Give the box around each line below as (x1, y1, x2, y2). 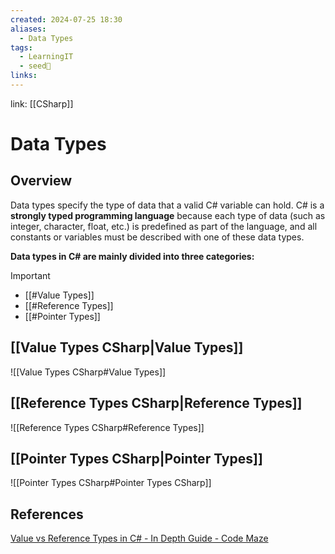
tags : (10, 42, 33, 53)
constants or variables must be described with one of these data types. (10, 231, 305, 243)
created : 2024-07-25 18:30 (10, 14, 123, 25)
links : (10, 71, 38, 81)
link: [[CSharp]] (10, 97, 74, 110)
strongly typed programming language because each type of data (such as (10, 209, 326, 221)
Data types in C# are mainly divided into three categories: (10, 250, 255, 262)
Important (10, 269, 51, 281)
